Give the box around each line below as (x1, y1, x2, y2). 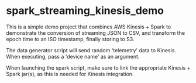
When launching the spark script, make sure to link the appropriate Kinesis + (6, 64, 191, 71)
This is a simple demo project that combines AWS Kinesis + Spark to (6, 23, 171, 30)
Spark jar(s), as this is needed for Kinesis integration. (6, 70, 134, 77)
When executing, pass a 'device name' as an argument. (6, 53, 140, 60)
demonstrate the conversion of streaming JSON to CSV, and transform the (6, 29, 185, 36)
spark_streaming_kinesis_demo (6, 4, 164, 17)
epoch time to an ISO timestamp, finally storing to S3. (6, 35, 135, 42)
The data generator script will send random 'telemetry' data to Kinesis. (6, 46, 177, 53)
